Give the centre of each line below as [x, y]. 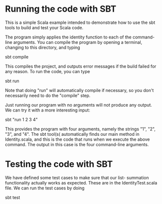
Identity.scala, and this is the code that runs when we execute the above [77, 139]
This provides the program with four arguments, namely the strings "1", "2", [80, 129]
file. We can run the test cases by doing [45, 188]
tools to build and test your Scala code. [44, 27]
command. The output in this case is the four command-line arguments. [77, 144]
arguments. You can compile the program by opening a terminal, [78, 42]
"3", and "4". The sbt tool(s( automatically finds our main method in [72, 134]
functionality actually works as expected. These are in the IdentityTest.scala [81, 183]
